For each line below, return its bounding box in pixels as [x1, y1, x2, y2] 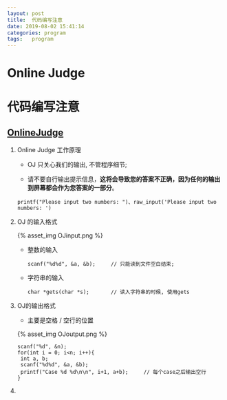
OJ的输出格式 [17, 302, 56, 310]
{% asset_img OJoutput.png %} [17, 330, 108, 338]
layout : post [7, 10, 45, 17]
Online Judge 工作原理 [17, 146, 81, 154]
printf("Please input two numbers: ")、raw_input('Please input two [17, 199, 217, 206]
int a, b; [20, 355, 49, 362]
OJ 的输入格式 [17, 218, 58, 226]
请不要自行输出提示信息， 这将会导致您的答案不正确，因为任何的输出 [27, 175, 221, 183]
